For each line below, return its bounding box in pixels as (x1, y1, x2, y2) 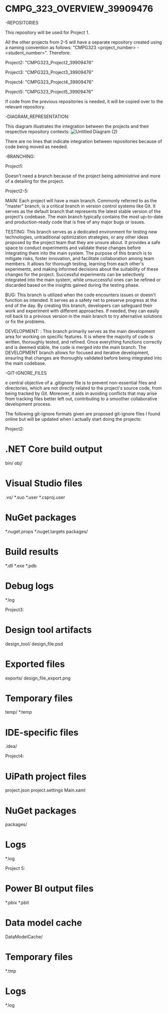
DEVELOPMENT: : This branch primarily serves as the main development (5, 328, 155, 334)
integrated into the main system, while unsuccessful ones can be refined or (5, 277, 161, 283)
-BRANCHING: (5, 153, 35, 159)
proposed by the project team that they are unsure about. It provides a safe (5, 239, 160, 245)
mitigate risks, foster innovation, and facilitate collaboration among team (5, 255, 154, 261)
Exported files (5, 658, 65, 669)
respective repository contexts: (5, 129, 70, 135)
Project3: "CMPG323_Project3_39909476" (5, 69, 94, 75)
